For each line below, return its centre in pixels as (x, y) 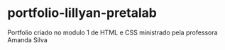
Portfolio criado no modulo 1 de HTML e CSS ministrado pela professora (112, 32)
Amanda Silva (27, 39)
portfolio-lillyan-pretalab (82, 13)
